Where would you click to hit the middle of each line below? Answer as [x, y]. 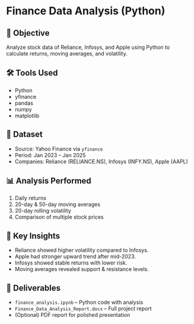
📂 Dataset [25, 134]
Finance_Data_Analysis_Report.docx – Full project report [83, 309]
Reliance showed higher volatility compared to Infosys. [82, 250]
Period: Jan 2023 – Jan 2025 [50, 155]
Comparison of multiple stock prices [59, 217]
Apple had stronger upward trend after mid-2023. [75, 257]
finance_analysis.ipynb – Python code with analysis [79, 303]
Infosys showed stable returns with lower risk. [71, 263]
